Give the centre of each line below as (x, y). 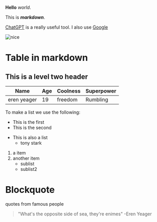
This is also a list (30, 137)
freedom (67, 99)
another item (26, 158)
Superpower (101, 91)
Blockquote (30, 190)
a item (19, 153)
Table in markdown (47, 58)
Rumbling (97, 99)
